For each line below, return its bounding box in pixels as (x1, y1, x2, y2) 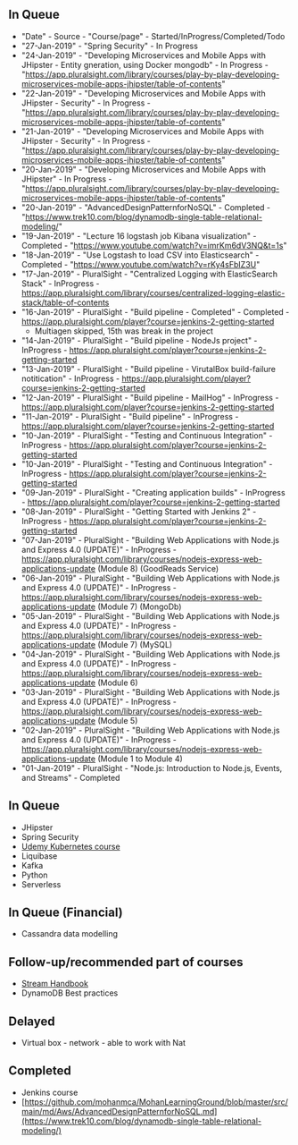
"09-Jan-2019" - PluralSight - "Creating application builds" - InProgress (21, 487, 286, 497)
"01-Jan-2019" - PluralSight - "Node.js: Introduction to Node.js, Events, (21, 762, 283, 773)
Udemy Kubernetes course (21, 841, 121, 852)
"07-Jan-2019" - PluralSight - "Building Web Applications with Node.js (21, 534, 280, 545)
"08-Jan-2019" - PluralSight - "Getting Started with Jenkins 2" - (21, 505, 257, 517)
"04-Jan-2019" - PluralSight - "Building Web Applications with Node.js (21, 649, 280, 659)
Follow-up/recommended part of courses (8, 954, 244, 970)
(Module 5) (96, 715, 138, 725)
